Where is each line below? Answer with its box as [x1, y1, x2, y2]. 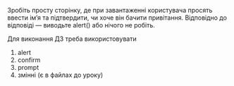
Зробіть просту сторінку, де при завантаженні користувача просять [7, 6, 213, 14]
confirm [17, 56, 41, 64]
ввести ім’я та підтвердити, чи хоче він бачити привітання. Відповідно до [7, 13, 228, 22]
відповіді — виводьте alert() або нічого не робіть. [7, 21, 155, 29]
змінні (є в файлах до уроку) [17, 70, 104, 79]
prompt [17, 63, 39, 71]
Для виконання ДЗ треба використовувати [7, 35, 137, 43]
